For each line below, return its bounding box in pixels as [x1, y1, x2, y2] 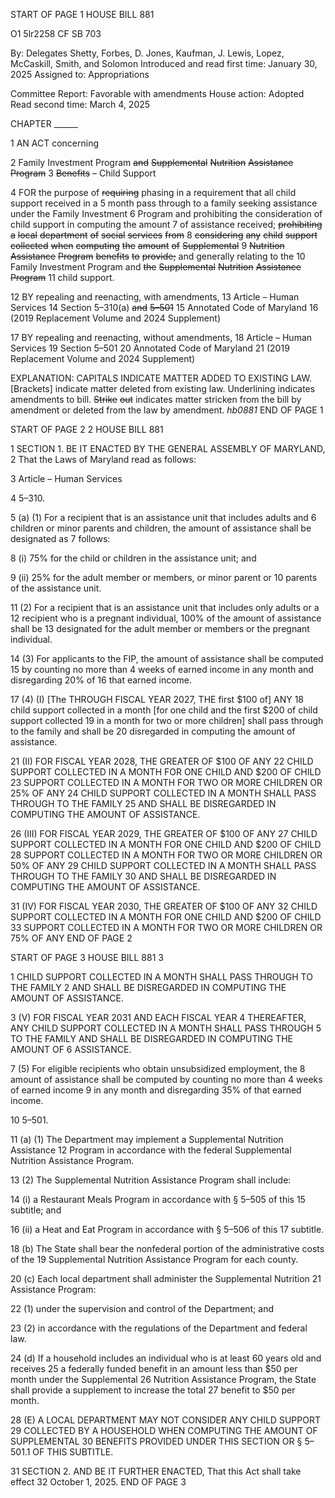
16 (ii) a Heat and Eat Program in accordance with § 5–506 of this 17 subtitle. [10, 1224, 325, 1235]
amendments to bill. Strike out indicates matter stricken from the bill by [10, 394, 302, 405]
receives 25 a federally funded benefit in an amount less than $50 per [10, 1363, 298, 1374]
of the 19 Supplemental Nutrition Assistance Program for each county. [10, 1254, 299, 1265]
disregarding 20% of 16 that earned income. [10, 674, 193, 686]
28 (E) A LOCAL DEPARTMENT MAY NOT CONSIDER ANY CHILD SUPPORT [10, 1414, 321, 1426]
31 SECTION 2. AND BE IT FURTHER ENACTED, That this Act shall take [10, 1465, 302, 1477]
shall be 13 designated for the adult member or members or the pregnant [10, 623, 310, 634]
